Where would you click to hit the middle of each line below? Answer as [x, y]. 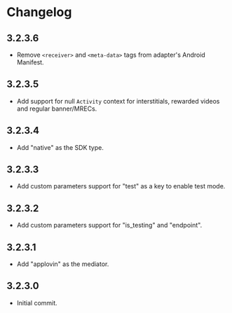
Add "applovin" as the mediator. [63, 264]
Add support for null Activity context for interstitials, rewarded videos [118, 101]
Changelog [39, 12]
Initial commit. [37, 302]
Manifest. [30, 62]
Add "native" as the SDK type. [60, 147]
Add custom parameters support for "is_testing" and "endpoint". [109, 225]
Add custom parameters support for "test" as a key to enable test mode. [121, 186]
